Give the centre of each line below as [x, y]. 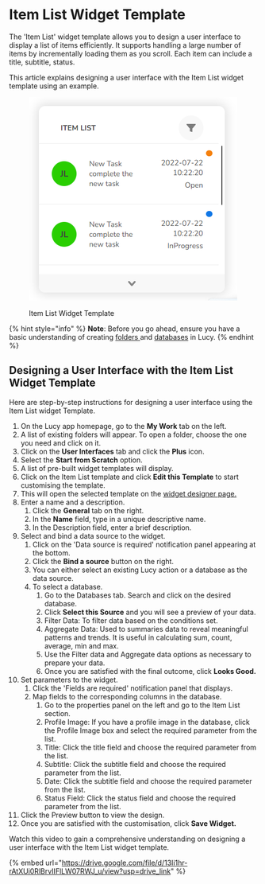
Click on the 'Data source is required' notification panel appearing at [144, 544]
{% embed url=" [36, 863]
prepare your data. [75, 663]
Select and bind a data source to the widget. [93, 535]
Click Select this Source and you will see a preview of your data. [150, 612]
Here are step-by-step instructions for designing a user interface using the [131, 402]
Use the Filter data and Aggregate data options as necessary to [148, 654]
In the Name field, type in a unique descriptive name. [119, 519]
